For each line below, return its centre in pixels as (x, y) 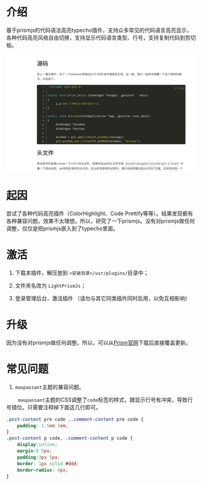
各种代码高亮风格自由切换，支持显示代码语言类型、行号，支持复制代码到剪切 (101, 37)
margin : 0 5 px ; (35, 451)
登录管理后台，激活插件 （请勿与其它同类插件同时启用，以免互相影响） (103, 298)
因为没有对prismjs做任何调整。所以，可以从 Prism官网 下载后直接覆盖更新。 (99, 343)
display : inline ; (38, 445)
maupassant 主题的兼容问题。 (50, 387)
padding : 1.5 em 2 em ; (43, 426)
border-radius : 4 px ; (43, 470)
